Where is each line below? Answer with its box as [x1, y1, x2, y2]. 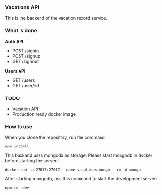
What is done [5, 27, 38, 34]
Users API [5, 68, 26, 73]
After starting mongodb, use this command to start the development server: [5, 176, 157, 182]
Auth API [5, 38, 23, 44]
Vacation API [12, 106, 38, 112]
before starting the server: [5, 158, 58, 164]
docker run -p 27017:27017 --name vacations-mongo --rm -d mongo [5, 167, 141, 172]
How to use [5, 123, 33, 130]
